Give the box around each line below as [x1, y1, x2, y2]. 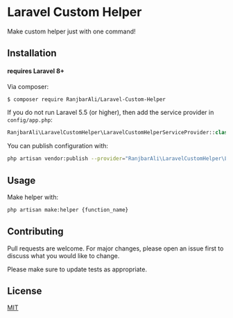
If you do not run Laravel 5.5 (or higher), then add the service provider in [7, 109, 214, 117]
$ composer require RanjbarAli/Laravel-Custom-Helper [7, 95, 166, 103]
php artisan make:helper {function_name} [7, 206, 129, 213]
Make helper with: [7, 193, 59, 201]
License [7, 285, 42, 297]
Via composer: [7, 82, 49, 90]
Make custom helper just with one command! [7, 27, 137, 35]
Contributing [7, 225, 64, 237]
